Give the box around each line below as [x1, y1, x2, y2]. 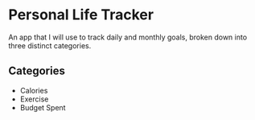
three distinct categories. [8, 40, 92, 50]
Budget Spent [19, 102, 66, 112]
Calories [19, 85, 48, 95]
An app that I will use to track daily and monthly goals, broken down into [8, 32, 248, 42]
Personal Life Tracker [8, 6, 154, 24]
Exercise [19, 94, 49, 104]
